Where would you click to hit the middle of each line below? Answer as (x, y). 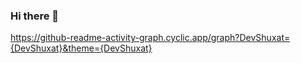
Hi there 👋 (35, 16)
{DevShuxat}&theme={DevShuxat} (81, 48)
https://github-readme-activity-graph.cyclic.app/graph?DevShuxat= (150, 38)
